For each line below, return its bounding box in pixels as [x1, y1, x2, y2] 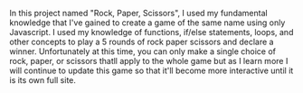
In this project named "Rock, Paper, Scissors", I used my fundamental [9, 8, 269, 18]
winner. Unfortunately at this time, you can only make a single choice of [9, 46, 277, 57]
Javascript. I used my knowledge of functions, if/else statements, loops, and [9, 27, 294, 37]
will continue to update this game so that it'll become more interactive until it [9, 65, 294, 76]
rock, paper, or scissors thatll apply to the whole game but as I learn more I [9, 56, 289, 66]
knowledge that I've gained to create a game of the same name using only [9, 17, 286, 28]
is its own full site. [9, 75, 77, 85]
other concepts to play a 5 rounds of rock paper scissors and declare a [9, 36, 274, 47]
